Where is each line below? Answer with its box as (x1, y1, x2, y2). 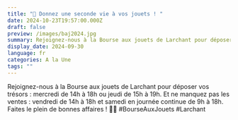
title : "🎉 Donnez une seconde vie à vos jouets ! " (7, 10, 163, 18)
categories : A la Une (7, 56, 72, 64)
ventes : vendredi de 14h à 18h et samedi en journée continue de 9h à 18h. (7, 97, 224, 106)
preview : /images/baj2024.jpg (7, 30, 97, 37)
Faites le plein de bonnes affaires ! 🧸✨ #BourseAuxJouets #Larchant (7, 104, 206, 113)
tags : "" (7, 63, 33, 70)
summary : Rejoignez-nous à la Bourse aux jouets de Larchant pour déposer (7, 37, 233, 44)
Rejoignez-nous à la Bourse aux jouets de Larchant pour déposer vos (7, 82, 210, 90)
